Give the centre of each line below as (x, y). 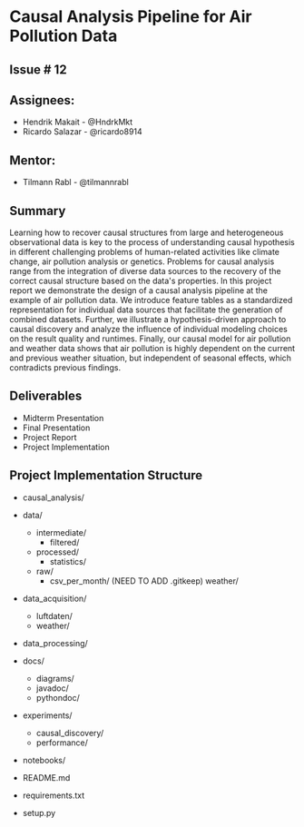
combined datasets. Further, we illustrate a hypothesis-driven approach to (148, 320)
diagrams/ (55, 678)
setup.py (39, 812)
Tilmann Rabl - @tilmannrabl (75, 182)
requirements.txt (54, 795)
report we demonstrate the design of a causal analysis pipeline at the (138, 290)
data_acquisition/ (54, 598)
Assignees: (42, 100)
